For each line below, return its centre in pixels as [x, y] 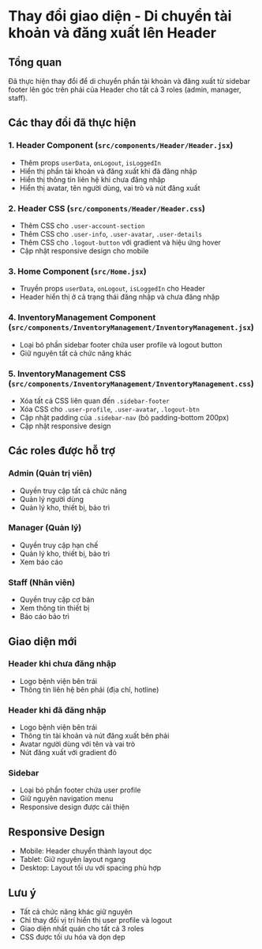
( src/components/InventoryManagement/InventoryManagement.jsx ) [131, 328]
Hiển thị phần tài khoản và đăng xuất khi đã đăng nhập [108, 171]
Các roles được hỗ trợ [62, 451]
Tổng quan [35, 62]
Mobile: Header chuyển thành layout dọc [86, 851]
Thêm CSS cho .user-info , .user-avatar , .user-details [111, 233]
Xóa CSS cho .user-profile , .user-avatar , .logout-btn [109, 409]
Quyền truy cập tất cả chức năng [73, 491]
